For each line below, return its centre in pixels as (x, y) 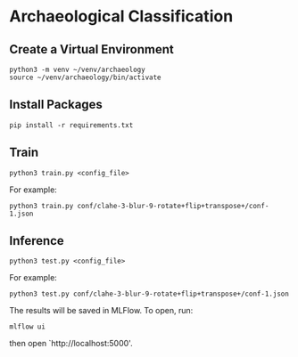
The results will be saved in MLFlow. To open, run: (101, 311)
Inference (37, 241)
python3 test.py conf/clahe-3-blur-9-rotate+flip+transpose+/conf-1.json (149, 294)
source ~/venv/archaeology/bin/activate (86, 77)
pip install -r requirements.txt (71, 125)
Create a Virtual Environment (91, 49)
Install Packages (56, 105)
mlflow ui (28, 327)
